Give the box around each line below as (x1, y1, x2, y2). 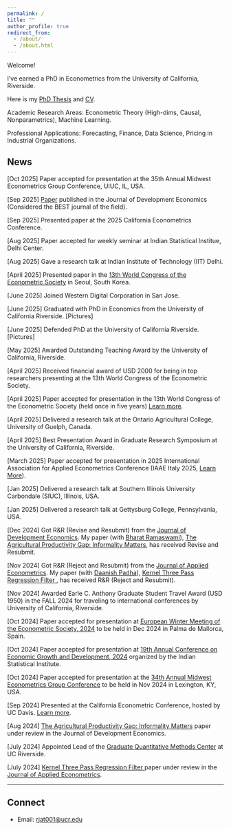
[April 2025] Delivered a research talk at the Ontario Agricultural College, (7, 415, 214, 424)
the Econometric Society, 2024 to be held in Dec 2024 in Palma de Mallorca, (7, 624, 224, 632)
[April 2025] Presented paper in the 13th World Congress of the (7, 270, 187, 279)
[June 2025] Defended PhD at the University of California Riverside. (7, 325, 199, 333)
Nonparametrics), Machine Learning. (7, 116, 111, 124)
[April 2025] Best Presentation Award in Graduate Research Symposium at (7, 435, 218, 444)
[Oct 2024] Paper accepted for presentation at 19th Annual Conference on (7, 645, 218, 653)
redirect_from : (7, 29, 51, 37)
